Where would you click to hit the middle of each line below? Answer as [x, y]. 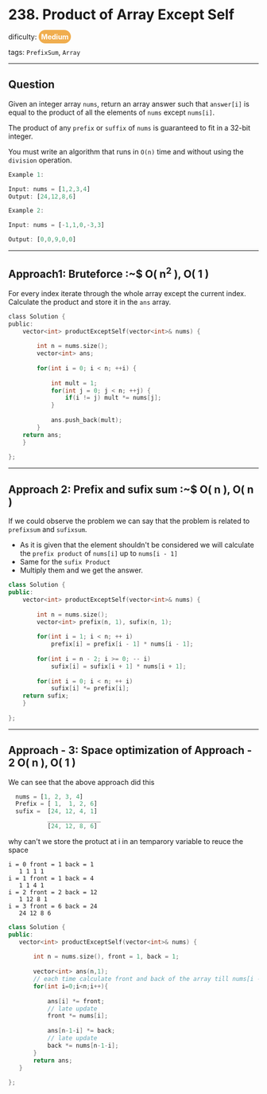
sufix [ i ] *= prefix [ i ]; [90, 689]
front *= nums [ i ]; [78, 1016]
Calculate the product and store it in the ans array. [90, 302]
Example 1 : [26, 174]
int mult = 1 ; [74, 383]
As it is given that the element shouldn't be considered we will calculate [137, 545]
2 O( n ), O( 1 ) [42, 763]
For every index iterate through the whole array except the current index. [127, 293]
